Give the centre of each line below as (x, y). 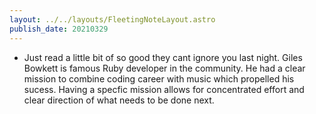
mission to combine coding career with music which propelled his (159, 78)
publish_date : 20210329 (59, 29)
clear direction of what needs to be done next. (119, 100)
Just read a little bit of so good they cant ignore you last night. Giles (163, 57)
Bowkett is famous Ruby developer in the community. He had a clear (164, 68)
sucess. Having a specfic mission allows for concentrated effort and (164, 89)
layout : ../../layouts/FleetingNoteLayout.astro (112, 19)
